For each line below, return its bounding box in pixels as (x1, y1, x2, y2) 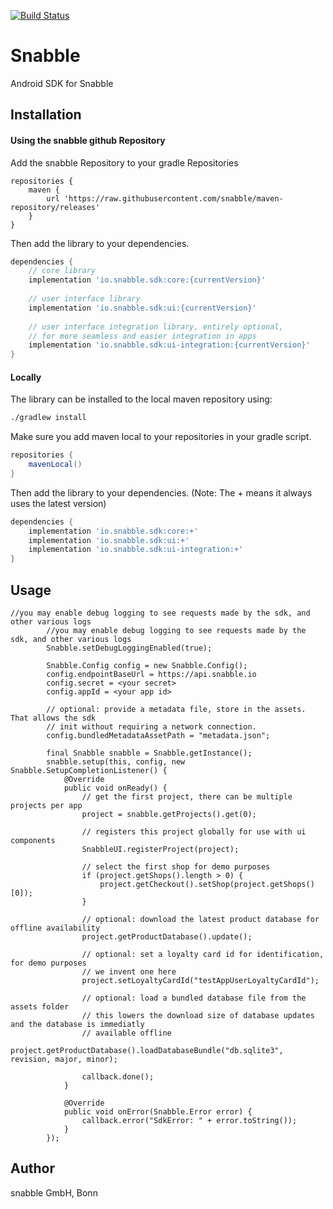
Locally (10, 371, 42, 383)
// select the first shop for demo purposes (81, 862, 271, 872)
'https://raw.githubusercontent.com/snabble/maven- (63, 193, 284, 204)
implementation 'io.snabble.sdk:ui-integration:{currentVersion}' (28, 340, 311, 350)
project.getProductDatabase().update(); (81, 932, 253, 942)
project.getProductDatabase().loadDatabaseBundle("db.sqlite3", (10, 1046, 284, 1056)
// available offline (81, 1028, 172, 1039)
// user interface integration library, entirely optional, (28, 321, 284, 332)
